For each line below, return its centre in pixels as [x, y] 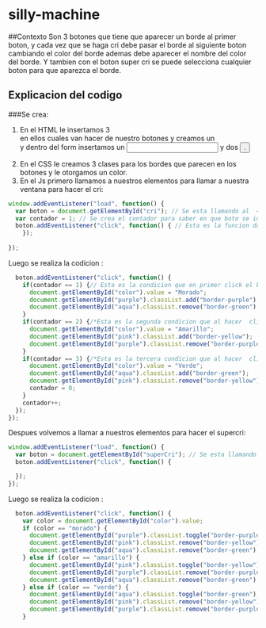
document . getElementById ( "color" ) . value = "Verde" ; [116, 366]
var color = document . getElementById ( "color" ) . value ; [113, 521]
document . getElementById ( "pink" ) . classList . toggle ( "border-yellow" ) [144, 565]
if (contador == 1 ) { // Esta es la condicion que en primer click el [138, 285]
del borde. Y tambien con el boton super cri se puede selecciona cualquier [130, 62]
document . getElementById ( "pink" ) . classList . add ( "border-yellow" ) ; [141, 336]
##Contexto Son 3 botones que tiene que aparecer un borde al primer [122, 36]
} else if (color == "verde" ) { [76, 587]
